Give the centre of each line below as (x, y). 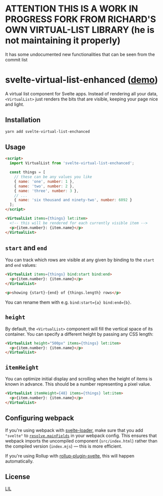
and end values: (21, 265)
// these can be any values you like (53, 177)
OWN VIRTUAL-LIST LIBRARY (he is (80, 30)
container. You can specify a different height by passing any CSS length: (79, 334)
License (18, 477)
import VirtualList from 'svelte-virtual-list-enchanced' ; (72, 163)
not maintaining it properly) (63, 41)
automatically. (19, 461)
